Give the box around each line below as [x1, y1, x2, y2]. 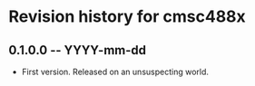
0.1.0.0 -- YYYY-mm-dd [8, 43, 147, 58]
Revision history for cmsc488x [8, 6, 246, 27]
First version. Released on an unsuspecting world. [21, 66, 210, 77]
